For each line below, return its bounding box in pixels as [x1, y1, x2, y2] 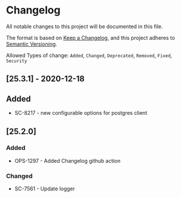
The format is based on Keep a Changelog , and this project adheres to [6, 34, 175, 41]
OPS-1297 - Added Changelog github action [14, 157, 121, 164]
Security [6, 58, 27, 64]
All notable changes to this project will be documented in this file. [6, 23, 163, 30]
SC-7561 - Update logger [14, 185, 75, 192]
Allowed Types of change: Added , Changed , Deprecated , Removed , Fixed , [6, 52, 172, 59]
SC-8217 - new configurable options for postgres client [14, 110, 148, 117]
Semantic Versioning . [6, 40, 57, 47]
